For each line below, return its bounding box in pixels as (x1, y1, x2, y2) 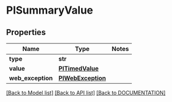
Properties (6, 27, 46, 37)
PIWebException (58, 74, 106, 82)
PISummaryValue (6, 4, 93, 17)
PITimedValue (58, 65, 99, 72)
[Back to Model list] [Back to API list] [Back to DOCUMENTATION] (6, 90, 166, 96)
